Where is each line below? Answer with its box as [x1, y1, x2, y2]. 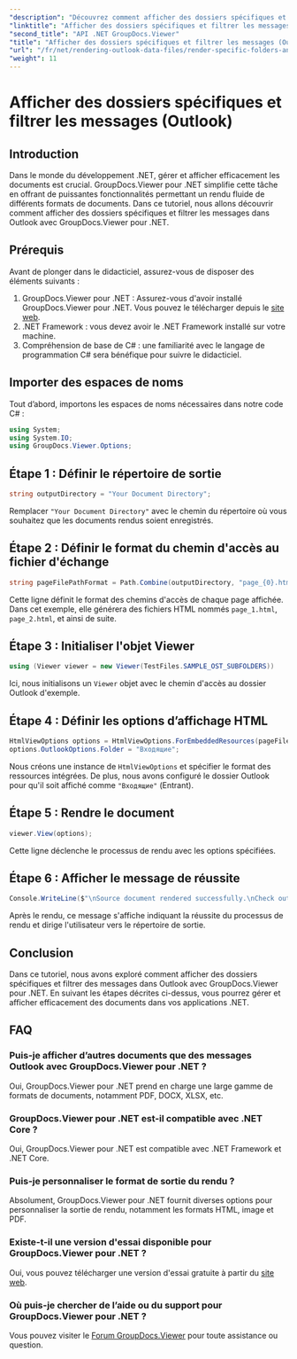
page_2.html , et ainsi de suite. [9, 613, 118, 623]
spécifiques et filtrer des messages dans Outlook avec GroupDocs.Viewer [9, 979, 278, 989]
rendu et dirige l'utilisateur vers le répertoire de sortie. [9, 919, 206, 931]
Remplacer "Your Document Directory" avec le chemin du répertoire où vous [9, 505, 287, 516]
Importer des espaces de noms [9, 375, 184, 390]
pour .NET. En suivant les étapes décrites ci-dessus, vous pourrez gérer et [9, 988, 281, 998]
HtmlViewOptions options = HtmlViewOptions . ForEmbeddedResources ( [9, 737, 259, 746]
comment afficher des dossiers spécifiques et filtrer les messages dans [9, 207, 270, 218]
